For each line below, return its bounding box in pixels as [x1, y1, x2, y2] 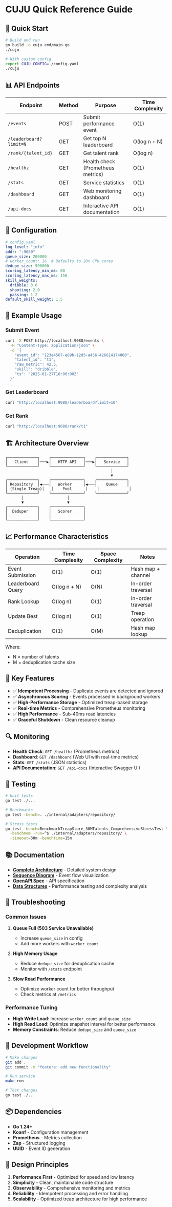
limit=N [8, 141, 27, 147]
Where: [5, 644, 21, 650]
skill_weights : [5, 278, 38, 283]
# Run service [5, 1074, 36, 1079]
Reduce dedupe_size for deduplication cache [20, 960, 115, 966]
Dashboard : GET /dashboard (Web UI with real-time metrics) [12, 754, 139, 760]
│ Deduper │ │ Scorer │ [5, 509, 86, 514]
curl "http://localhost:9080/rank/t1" [5, 424, 88, 429]
